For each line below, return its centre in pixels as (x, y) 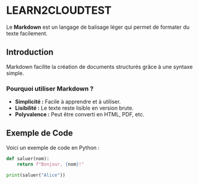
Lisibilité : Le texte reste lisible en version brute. (74, 108)
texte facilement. (27, 33)
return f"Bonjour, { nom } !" (51, 164)
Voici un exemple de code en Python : (53, 147)
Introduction (30, 52)
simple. (15, 73)
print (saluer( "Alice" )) (36, 175)
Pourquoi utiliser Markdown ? (50, 89)
